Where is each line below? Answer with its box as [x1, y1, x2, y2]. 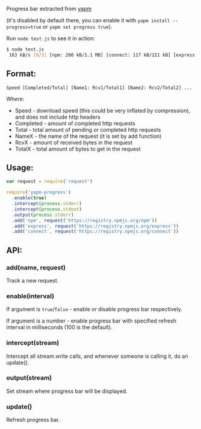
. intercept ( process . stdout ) [11, 206, 82, 212]
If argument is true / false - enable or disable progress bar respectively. [6, 306, 182, 313]
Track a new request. [6, 277, 59, 284]
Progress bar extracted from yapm [6, 5, 92, 12]
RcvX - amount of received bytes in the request [14, 138, 133, 146]
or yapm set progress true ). [43, 23, 113, 30]
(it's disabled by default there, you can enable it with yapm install [6, 17, 170, 23]
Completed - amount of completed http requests [14, 120, 135, 127]
